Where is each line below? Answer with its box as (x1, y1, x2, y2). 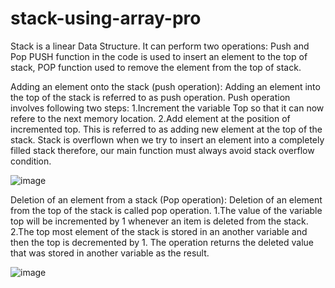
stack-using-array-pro (10, 7, 202, 30)
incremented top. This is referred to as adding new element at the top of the (10, 123, 323, 135)
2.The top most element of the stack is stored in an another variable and (10, 225, 308, 237)
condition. (10, 155, 52, 167)
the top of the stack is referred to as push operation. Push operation (10, 91, 291, 103)
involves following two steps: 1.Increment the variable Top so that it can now (10, 102, 325, 114)
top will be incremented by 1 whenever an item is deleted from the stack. (10, 215, 309, 227)
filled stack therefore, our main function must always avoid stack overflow (10, 144, 315, 156)
